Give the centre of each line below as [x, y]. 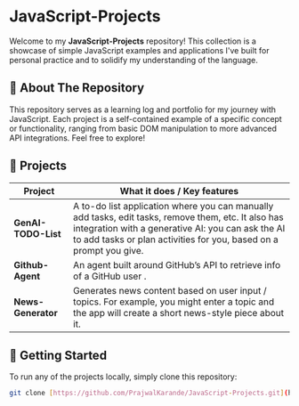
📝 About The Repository [77, 88]
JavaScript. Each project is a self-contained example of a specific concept [145, 118]
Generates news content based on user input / [170, 290]
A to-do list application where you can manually [173, 206]
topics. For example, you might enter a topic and [173, 302]
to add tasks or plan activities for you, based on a [175, 240]
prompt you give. [108, 250]
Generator [36, 313]
